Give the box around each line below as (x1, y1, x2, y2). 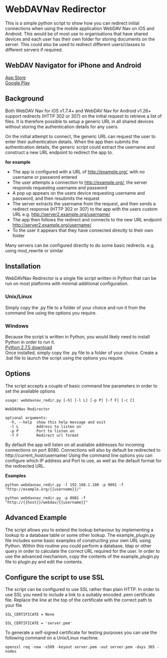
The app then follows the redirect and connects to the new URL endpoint (12, 216, 162, 222)
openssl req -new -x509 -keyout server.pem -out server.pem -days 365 (5, 644, 155, 649)
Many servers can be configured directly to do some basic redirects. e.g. (5, 242, 155, 248)
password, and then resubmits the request (12, 195, 100, 201)
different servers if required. (5, 47, 63, 53)
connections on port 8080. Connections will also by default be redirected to (5, 447, 161, 453)
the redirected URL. (5, 463, 45, 469)
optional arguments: (5, 415, 48, 420)
